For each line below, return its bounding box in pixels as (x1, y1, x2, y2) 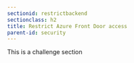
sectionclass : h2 (7, 16, 57, 23)
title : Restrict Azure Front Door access (7, 23, 128, 29)
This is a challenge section (7, 48, 82, 56)
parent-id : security (7, 29, 67, 36)
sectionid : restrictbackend (7, 10, 88, 17)
